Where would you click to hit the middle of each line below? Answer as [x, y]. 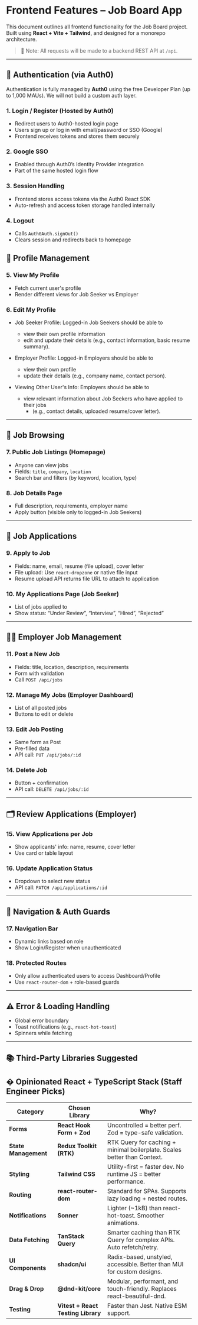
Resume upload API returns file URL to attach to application [87, 579]
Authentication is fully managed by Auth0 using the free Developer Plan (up [98, 89]
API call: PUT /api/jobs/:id [48, 755]
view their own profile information [64, 334]
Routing [20, 1195]
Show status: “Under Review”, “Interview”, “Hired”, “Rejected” [89, 613]
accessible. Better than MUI [145, 1265]
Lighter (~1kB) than [134, 1208]
